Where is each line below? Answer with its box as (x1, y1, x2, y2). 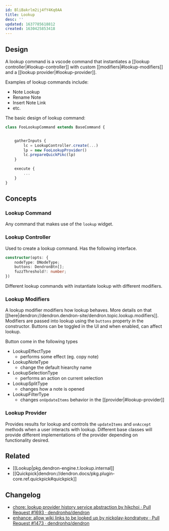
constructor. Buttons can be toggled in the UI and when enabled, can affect (5, 323, 162, 329)
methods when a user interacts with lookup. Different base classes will (5, 426, 153, 432)
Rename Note (12, 94, 41, 100)
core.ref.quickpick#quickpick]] (12, 476, 77, 482)
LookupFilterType (12, 391, 50, 398)
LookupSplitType (12, 381, 48, 387)
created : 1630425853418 (5, 26, 56, 31)
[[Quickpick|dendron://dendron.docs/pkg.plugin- (12, 471, 115, 477)
